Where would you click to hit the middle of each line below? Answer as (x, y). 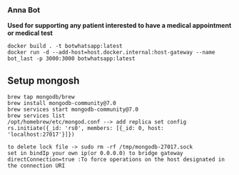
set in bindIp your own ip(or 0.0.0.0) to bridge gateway (95, 154)
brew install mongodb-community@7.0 (62, 104)
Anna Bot (24, 10)
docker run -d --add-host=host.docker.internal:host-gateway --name (111, 52)
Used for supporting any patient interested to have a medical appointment (119, 26)
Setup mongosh (44, 80)
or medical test (30, 33)
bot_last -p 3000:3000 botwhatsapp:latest (71, 59)
